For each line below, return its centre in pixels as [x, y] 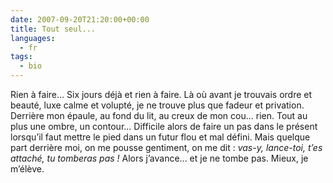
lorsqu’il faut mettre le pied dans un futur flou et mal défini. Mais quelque [160, 137]
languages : [33, 38]
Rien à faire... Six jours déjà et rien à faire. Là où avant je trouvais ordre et [161, 94]
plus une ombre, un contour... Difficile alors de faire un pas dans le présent [164, 126]
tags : [21, 57]
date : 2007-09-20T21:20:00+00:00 [80, 19]
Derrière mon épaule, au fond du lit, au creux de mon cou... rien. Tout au [159, 115]
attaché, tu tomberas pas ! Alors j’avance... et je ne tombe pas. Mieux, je [159, 158]
